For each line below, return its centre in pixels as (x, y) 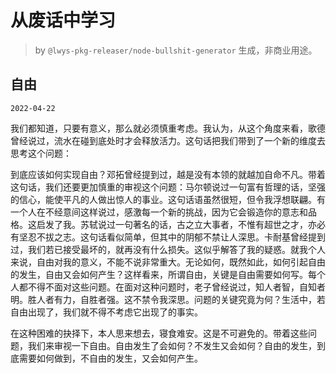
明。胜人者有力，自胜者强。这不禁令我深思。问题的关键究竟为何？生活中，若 (168, 299)
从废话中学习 (63, 20)
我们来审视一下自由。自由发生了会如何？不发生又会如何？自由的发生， (172, 345)
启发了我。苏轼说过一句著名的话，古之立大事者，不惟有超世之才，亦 (176, 224)
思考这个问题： (41, 153)
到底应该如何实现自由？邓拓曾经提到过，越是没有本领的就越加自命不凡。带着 (168, 174)
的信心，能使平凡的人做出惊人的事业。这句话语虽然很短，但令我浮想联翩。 (163, 199)
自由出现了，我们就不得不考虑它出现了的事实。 (106, 312)
